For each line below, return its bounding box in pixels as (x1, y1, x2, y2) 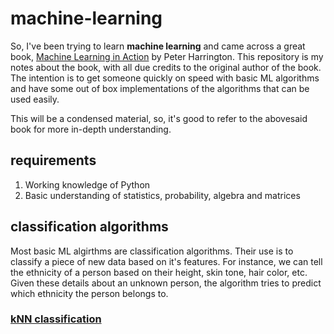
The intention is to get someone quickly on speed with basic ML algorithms (10, 72, 320, 84)
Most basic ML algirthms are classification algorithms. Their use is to (10, 245, 294, 257)
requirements (10, 152, 97, 169)
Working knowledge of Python (24, 178, 151, 191)
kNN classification (10, 312, 102, 326)
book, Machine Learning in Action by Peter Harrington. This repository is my (10, 50, 324, 62)
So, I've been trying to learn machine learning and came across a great (10, 40, 306, 52)
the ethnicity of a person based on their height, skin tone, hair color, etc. (10, 266, 308, 278)
